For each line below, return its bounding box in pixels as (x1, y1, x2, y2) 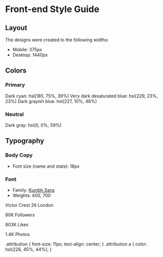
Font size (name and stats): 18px (12, 163, 80, 169)
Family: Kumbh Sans (12, 187, 55, 193)
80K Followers (5, 212, 35, 218)
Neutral (5, 110, 24, 117)
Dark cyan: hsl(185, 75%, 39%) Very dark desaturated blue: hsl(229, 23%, (5, 93, 158, 99)
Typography (5, 137, 44, 145)
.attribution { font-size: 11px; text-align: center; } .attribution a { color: (5, 241, 147, 247)
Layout (5, 24, 28, 32)
